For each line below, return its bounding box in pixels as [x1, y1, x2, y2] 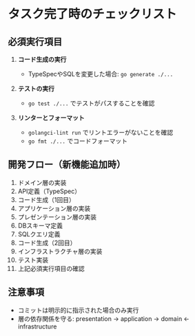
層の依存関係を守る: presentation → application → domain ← [17, 314, 190, 323]
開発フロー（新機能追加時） [8, 159, 126, 170]
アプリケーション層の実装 [17, 204, 91, 212]
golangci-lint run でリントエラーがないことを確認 [28, 128, 174, 136]
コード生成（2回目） [17, 238, 76, 247]
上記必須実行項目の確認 [17, 264, 85, 272]
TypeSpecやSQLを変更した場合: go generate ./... [28, 70, 174, 78]
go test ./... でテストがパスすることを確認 [28, 99, 155, 107]
